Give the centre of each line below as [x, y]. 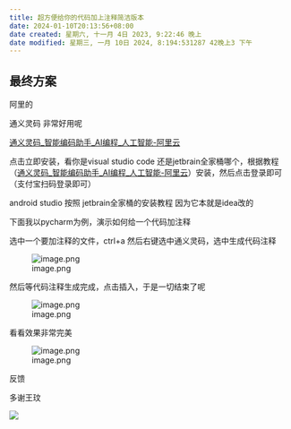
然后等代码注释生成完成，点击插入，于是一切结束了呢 [107, 287]
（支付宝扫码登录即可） [52, 184]
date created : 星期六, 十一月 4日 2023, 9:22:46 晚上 [106, 34]
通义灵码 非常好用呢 [46, 124]
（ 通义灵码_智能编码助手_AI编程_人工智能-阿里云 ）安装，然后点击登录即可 [146, 173]
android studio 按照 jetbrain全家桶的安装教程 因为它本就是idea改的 [132, 203]
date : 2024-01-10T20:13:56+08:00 [72, 26]
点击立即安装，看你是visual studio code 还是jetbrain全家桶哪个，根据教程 [144, 161]
